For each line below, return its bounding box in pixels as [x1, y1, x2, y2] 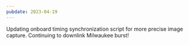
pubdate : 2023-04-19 [6, 8, 58, 15]
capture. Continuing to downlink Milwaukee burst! [6, 31, 129, 39]
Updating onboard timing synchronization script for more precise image [6, 25, 184, 32]
